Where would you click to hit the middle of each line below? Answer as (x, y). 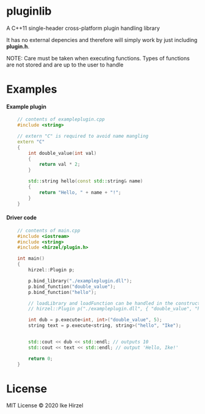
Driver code (22, 218)
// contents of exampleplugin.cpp (61, 120)
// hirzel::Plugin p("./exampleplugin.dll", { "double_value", (110, 309)
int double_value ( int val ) (63, 153)
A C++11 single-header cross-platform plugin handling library (83, 28)
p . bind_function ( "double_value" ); (72, 287)
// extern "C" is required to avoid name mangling (83, 136)
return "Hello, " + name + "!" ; (80, 192)
